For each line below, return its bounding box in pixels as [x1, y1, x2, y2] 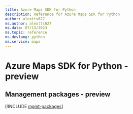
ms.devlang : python [5, 35, 45, 40]
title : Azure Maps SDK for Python [5, 7, 76, 12]
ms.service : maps [5, 39, 41, 44]
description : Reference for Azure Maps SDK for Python [5, 12, 120, 17]
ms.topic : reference [5, 30, 48, 35]
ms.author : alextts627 [5, 21, 52, 26]
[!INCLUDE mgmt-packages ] [5, 103, 63, 109]
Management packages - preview [5, 90, 111, 99]
